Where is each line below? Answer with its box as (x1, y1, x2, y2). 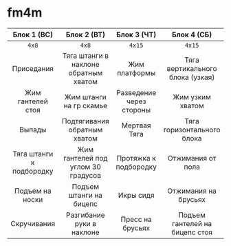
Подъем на (14, 186, 52, 196)
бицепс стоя (171, 227, 213, 237)
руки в (74, 218, 97, 228)
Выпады (19, 125, 47, 134)
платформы (116, 68, 156, 77)
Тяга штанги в (62, 50, 109, 60)
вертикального (166, 63, 218, 73)
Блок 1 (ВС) (12, 30, 54, 39)
